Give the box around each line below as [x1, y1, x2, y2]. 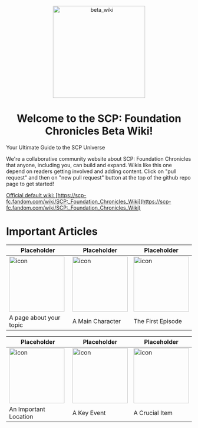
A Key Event [72, 409, 106, 417]
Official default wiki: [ [6, 191, 58, 198]
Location [9, 412, 34, 420]
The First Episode [133, 317, 183, 325]
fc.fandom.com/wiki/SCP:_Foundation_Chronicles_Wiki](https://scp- [6, 198, 171, 205]
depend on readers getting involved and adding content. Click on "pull [6, 168, 177, 175]
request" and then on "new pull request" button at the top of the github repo [6, 174, 191, 181]
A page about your [9, 313, 61, 321]
